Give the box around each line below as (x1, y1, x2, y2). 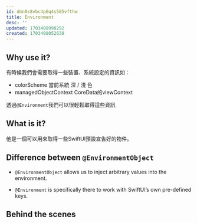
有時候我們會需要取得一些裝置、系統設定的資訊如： (6, 68, 130, 76)
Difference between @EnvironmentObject (6, 153, 155, 163)
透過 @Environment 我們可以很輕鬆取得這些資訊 (6, 101, 116, 108)
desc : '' (6, 19, 28, 25)
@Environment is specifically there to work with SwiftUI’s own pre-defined (14, 186, 192, 193)
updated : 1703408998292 (6, 25, 65, 31)
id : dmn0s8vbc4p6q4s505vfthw (6, 8, 78, 15)
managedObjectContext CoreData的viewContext (14, 88, 133, 96)
